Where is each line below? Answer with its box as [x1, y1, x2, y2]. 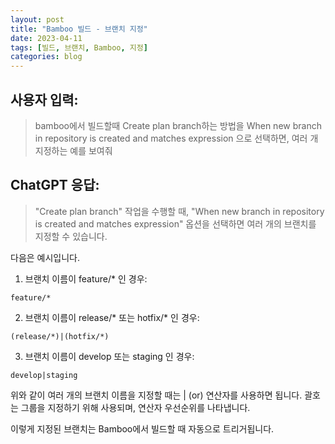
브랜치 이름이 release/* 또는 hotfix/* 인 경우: [24, 311, 200, 323]
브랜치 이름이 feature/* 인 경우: [24, 272, 148, 285]
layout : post [10, 14, 65, 25]
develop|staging [10, 370, 78, 380]
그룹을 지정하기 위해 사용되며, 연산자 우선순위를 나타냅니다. [20, 401, 251, 413]
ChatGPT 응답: [10, 177, 100, 194]
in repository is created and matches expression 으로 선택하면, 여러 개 [34, 132, 319, 144]
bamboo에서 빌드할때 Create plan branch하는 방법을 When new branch [34, 119, 322, 131]
